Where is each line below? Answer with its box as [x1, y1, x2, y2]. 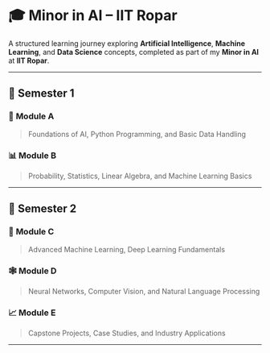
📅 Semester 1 [8, 86, 75, 101]
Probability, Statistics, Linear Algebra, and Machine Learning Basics [27, 171, 252, 181]
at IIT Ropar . [8, 56, 50, 65]
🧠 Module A [8, 110, 55, 122]
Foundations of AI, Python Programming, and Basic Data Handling [27, 129, 247, 139]
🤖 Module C [8, 226, 55, 238]
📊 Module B [8, 150, 56, 161]
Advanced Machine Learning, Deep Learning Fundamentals [27, 244, 226, 254]
